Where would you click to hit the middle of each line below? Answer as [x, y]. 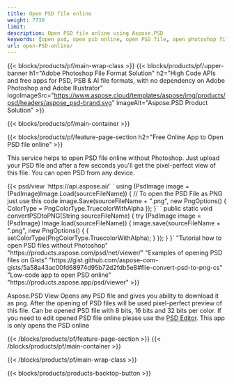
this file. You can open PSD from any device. [71, 173]
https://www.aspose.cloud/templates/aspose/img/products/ [140, 95]
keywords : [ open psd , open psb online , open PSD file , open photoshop [112, 40]
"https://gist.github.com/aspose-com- [103, 260]
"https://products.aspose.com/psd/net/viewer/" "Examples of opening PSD [115, 253]
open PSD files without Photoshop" [58, 245]
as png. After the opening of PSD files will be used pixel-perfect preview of [115, 303]
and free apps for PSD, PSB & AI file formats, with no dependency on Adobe [116, 80]
